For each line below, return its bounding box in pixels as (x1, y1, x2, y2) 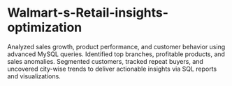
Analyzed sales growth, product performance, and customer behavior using (7, 42, 226, 51)
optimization (7, 19, 82, 35)
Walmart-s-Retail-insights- (7, 5, 169, 21)
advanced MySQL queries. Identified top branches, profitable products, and (7, 50, 226, 58)
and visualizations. (7, 71, 61, 80)
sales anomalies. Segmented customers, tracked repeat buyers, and (7, 57, 204, 65)
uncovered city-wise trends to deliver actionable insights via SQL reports (7, 64, 217, 73)
